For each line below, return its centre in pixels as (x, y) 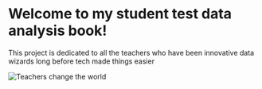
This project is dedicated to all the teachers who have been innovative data (131, 52)
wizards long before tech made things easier (82, 61)
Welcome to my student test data (120, 14)
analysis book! (58, 31)
